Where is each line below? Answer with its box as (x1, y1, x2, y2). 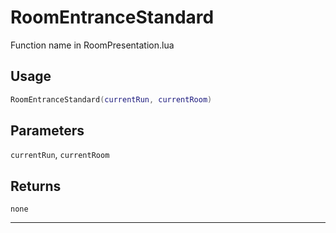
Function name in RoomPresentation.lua (10, 39, 175, 51)
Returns (10, 177, 62, 195)
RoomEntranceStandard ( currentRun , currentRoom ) (10, 94, 213, 105)
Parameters (10, 122, 85, 140)
